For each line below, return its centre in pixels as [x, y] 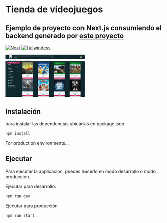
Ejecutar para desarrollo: [31, 186]
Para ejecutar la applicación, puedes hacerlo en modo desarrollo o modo [81, 171]
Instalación [23, 111]
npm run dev [18, 196]
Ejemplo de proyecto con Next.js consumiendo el [83, 28]
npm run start [20, 215]
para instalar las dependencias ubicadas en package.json [65, 124]
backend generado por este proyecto [65, 36]
